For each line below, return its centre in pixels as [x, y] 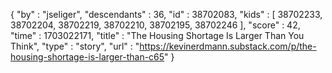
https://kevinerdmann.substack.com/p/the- [228, 46]
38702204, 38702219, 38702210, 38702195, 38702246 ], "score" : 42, [155, 25]
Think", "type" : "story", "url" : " [75, 46]
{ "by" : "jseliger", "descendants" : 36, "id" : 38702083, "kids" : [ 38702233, [166, 14]
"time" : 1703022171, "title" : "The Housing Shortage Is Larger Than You [157, 35]
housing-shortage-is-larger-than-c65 [87, 57]
